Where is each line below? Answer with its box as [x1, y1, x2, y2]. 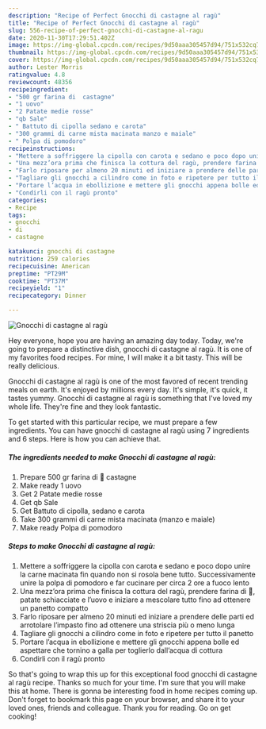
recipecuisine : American [8, 262, 90, 270]
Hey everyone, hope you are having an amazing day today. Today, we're [8, 336, 244, 345]
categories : [8, 196, 47, 204]
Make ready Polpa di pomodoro [19, 523, 123, 532]
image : [8, 41, 30, 49]
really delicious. [8, 361, 59, 370]
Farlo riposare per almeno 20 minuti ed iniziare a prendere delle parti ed [19, 611, 255, 621]
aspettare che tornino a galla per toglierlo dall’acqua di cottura [19, 645, 223, 655]
